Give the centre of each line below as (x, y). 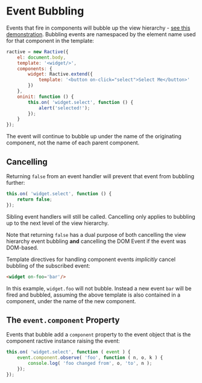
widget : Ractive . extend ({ (61, 74)
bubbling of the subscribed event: (48, 266)
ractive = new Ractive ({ (37, 52)
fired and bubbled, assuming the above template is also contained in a (93, 295)
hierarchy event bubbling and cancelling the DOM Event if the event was (96, 241)
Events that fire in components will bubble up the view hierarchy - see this (98, 28)
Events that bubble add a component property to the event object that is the (99, 335)
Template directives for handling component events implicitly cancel (91, 259)
